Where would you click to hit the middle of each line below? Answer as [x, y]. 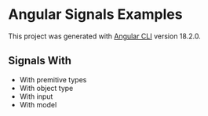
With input [36, 96]
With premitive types [53, 79]
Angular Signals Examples [95, 14]
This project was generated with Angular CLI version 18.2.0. [105, 36]
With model [38, 104]
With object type [46, 88]
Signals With [40, 61]
